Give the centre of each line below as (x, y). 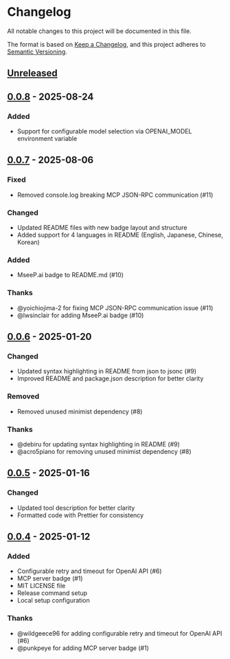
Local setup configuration (54, 601)
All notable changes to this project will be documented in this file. (100, 31)
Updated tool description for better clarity (76, 508)
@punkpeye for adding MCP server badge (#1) (83, 648)
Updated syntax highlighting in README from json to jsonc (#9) (107, 371)
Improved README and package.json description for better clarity (110, 378)
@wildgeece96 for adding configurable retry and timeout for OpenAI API (119, 633)
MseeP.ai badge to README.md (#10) (70, 275)
